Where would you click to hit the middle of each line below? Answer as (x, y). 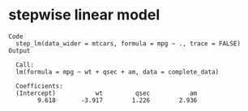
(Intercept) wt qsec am (107, 93)
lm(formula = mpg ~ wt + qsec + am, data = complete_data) (118, 72)
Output (19, 50)
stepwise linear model (84, 15)
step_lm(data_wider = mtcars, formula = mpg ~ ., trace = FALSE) (128, 43)
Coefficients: (39, 86)
